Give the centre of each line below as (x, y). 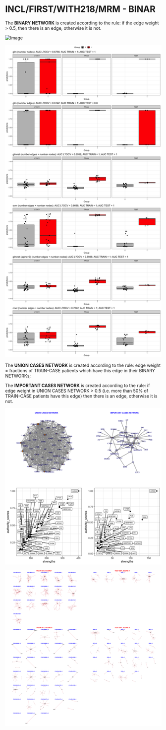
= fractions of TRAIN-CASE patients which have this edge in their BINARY (80, 370)
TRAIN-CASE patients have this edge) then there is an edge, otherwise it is (81, 396)
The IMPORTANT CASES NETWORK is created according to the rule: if (78, 385)
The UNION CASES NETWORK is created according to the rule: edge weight (83, 365)
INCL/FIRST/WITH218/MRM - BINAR (81, 9)
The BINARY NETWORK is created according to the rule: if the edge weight (82, 23)
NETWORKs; (18, 376)
